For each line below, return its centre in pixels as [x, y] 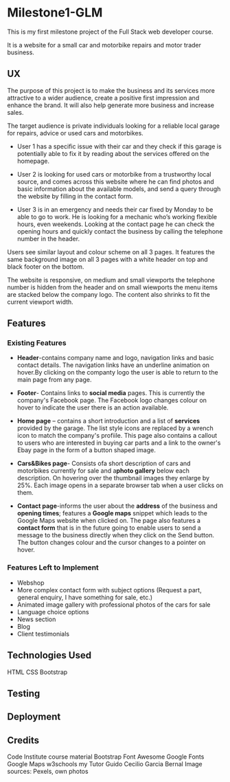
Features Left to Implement [53, 568]
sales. [15, 112]
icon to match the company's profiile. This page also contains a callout [117, 436]
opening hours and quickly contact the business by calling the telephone [120, 231]
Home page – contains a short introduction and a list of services [108, 421]
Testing [24, 693]
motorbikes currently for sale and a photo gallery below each [103, 471]
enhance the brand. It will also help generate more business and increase [111, 105]
